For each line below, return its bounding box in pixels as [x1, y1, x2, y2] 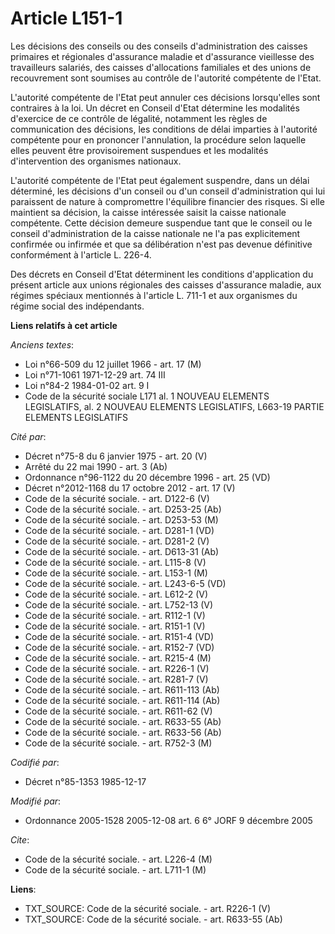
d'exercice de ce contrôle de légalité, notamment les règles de [10, 112, 268, 124]
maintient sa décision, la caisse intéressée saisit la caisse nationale [10, 206, 287, 218]
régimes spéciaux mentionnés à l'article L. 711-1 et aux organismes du [10, 289, 298, 301]
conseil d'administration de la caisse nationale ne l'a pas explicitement [10, 227, 301, 239]
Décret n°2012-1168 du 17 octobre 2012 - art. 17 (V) [24, 482, 236, 494]
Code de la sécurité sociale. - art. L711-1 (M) [24, 863, 207, 876]
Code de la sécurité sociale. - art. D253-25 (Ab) [24, 503, 222, 515]
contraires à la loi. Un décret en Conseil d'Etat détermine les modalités [10, 102, 300, 114]
